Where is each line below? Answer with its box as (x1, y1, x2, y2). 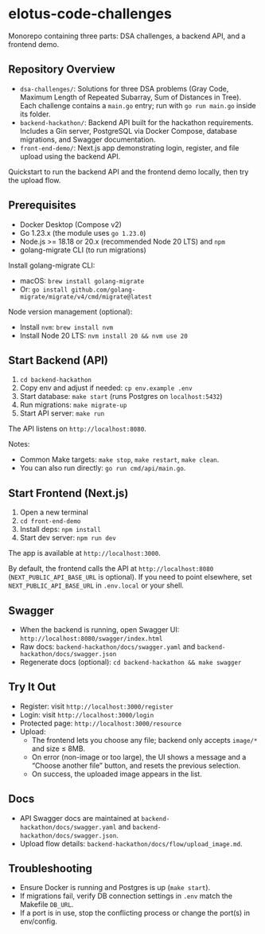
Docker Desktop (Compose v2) (19, 220, 122, 229)
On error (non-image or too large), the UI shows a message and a (31, 752, 247, 761)
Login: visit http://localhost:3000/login (19, 709, 154, 719)
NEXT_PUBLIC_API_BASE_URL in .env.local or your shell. (8, 580, 185, 590)
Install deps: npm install (19, 525, 101, 534)
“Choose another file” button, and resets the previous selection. (31, 760, 241, 770)
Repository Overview (8, 63, 115, 76)
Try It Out (8, 680, 57, 694)
